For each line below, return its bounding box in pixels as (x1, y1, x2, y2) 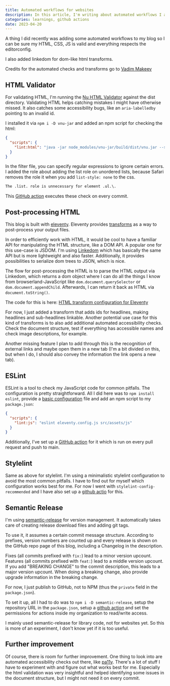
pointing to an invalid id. (5, 110, 55, 117)
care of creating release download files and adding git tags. (5, 522, 130, 528)
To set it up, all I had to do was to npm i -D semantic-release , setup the (5, 599, 154, 605)
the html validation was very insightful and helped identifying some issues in (5, 669, 164, 675)
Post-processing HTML (5, 208, 80, 216)
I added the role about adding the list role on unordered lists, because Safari (5, 168, 164, 175)
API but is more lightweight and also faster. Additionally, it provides (5, 253, 145, 259)
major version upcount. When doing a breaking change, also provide (5, 569, 148, 575)
